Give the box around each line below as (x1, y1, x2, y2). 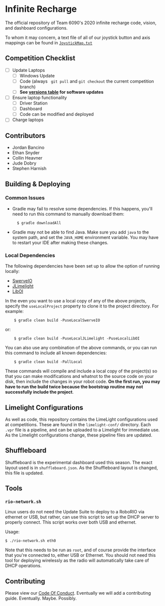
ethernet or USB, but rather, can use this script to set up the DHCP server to (5, 514, 159, 520)
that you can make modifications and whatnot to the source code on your (5, 373, 154, 379)
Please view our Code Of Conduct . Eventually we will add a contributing (5, 590, 151, 596)
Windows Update (19, 72, 55, 78)
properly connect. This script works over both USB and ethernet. (5, 519, 137, 525)
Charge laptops (12, 117, 44, 123)
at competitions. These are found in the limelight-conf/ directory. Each (5, 421, 151, 427)
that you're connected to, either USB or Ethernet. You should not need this (5, 552, 156, 558)
